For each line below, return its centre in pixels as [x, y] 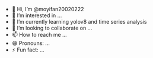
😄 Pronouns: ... [31, 43]
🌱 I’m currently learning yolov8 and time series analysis [79, 22]
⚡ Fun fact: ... [28, 50]
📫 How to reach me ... [39, 35]
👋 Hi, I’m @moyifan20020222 [48, 9]
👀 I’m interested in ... [37, 15]
